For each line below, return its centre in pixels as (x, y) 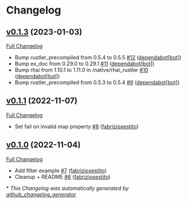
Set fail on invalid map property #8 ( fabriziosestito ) (76, 126)
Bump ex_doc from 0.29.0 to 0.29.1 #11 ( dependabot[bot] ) (84, 63)
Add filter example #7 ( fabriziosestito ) (61, 170)
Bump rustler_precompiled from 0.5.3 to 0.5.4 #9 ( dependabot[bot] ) (97, 82)
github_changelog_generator (41, 194)
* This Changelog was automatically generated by (68, 188)
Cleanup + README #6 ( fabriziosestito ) (63, 176)
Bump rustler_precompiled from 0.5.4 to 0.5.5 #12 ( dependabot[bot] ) (98, 57)
